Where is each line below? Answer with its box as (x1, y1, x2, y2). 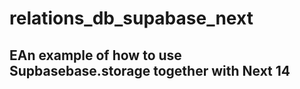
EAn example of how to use (9, 47, 182, 64)
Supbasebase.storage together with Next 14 (9, 62, 291, 79)
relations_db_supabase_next (9, 7, 254, 30)
